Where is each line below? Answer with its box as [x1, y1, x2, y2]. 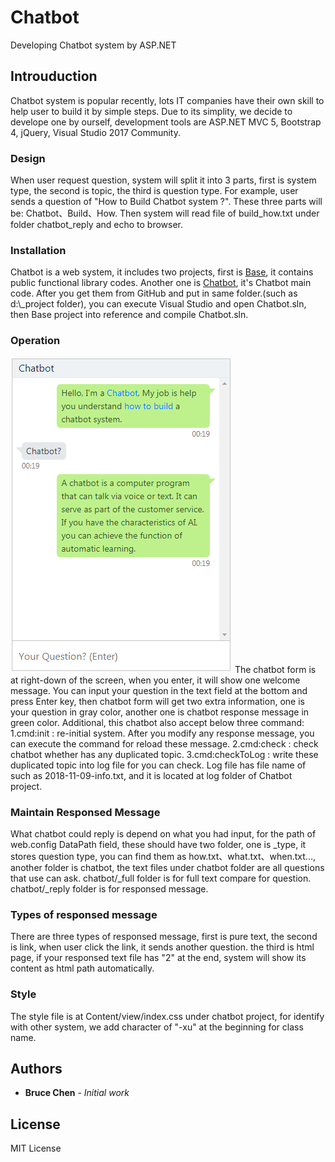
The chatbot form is [234, 663, 317, 675]
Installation [10, 243, 67, 257]
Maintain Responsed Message [10, 805, 161, 819]
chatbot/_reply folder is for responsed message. [10, 882, 209, 895]
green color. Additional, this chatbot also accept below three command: [10, 716, 305, 728]
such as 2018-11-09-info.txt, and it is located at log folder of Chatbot [10, 769, 293, 781]
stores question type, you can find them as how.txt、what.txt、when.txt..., [10, 850, 316, 862]
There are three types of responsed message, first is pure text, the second [10, 931, 318, 943]
